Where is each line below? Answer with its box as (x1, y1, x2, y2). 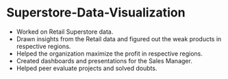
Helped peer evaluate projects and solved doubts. (16, 64, 157, 72)
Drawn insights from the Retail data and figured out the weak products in (16, 34, 222, 43)
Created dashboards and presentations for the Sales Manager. (16, 56, 192, 65)
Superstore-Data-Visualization (6, 5, 186, 21)
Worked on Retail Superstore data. (16, 27, 114, 36)
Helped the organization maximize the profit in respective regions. (16, 49, 203, 58)
